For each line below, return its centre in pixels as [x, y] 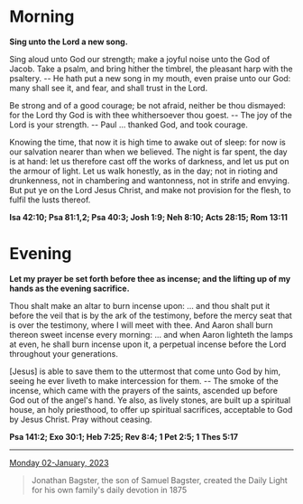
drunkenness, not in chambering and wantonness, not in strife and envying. [150, 180]
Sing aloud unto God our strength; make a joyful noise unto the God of [140, 59]
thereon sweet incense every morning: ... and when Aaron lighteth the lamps [151, 334]
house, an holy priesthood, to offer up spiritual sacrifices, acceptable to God [151, 409]
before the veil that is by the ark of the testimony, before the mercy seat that [151, 315]
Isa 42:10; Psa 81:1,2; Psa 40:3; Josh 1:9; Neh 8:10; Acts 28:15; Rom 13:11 [149, 217]
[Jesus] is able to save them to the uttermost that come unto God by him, [145, 371]
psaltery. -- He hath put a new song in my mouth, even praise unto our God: [150, 78]
